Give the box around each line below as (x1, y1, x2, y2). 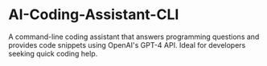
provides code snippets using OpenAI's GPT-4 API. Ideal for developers (8, 40, 246, 49)
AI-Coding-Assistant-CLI (8, 6, 179, 24)
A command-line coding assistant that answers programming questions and (8, 32, 260, 41)
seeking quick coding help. (8, 49, 98, 58)
